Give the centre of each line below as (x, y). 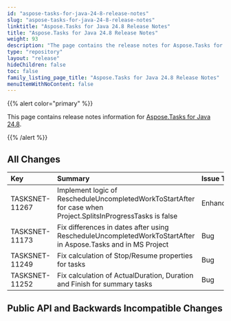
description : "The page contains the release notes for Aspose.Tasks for (115, 45)
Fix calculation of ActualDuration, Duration (125, 276)
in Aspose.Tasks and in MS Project (113, 245)
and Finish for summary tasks (105, 284)
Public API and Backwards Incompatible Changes (115, 308)
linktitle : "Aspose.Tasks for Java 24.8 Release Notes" (89, 26)
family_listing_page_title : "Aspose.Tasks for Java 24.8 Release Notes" (113, 77)
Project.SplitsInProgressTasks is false (118, 216)
